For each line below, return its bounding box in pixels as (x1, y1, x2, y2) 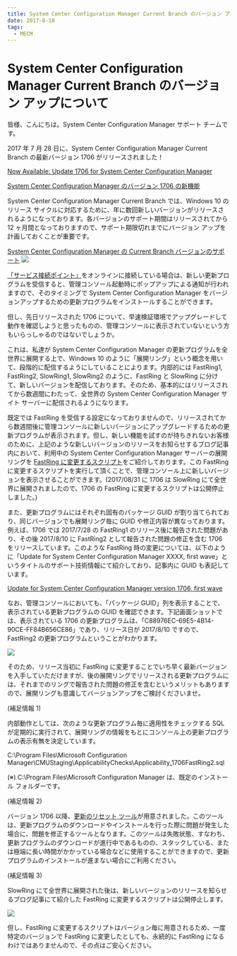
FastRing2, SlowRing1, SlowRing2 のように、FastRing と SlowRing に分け (7, 372, 219, 381)
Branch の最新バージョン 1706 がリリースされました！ (7, 153, 164, 161)
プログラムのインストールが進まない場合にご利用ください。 (7, 856, 181, 865)
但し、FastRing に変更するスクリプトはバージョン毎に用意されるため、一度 (7, 923, 226, 932)
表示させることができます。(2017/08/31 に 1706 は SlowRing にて (25, 476, 214, 484)
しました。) (7, 493, 38, 502)
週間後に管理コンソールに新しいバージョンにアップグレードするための (19, 422, 224, 431)
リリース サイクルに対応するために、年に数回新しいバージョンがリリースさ (7, 206, 224, 214)
